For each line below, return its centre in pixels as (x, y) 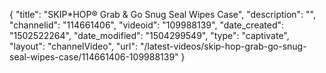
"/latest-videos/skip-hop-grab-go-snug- (223, 46)
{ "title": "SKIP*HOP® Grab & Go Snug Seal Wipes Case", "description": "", (163, 14)
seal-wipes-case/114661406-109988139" (94, 57)
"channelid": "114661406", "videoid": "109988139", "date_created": (147, 25)
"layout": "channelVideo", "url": (74, 46)
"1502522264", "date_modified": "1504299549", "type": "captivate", (149, 35)
